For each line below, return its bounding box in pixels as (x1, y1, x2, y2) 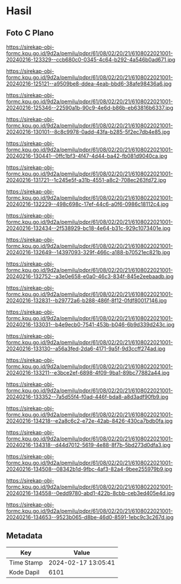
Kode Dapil (9, 568, 40, 576)
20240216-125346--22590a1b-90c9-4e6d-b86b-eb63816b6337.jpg (6, 104, 174, 111)
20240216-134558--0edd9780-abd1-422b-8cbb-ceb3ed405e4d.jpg (6, 490, 175, 496)
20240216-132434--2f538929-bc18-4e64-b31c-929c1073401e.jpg (6, 225, 171, 232)
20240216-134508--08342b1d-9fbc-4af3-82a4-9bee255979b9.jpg (6, 465, 173, 473)
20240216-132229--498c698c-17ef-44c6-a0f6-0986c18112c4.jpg (6, 200, 169, 208)
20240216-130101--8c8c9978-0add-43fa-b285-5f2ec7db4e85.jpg (6, 129, 170, 135)
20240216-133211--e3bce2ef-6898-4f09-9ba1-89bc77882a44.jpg (6, 369, 170, 376)
